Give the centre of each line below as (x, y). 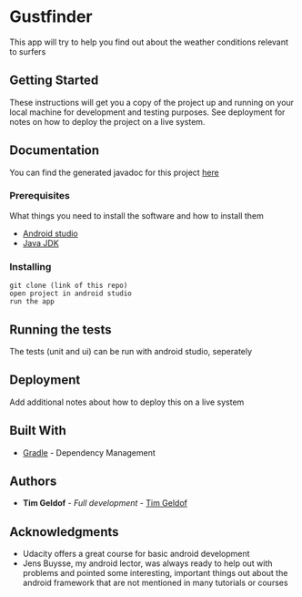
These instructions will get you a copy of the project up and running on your (151, 102)
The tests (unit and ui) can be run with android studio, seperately (131, 351)
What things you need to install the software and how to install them (136, 215)
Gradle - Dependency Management (89, 452)
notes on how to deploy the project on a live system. (107, 121)
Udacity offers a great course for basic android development (136, 554)
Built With (38, 431)
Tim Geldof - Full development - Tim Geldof (105, 503)
